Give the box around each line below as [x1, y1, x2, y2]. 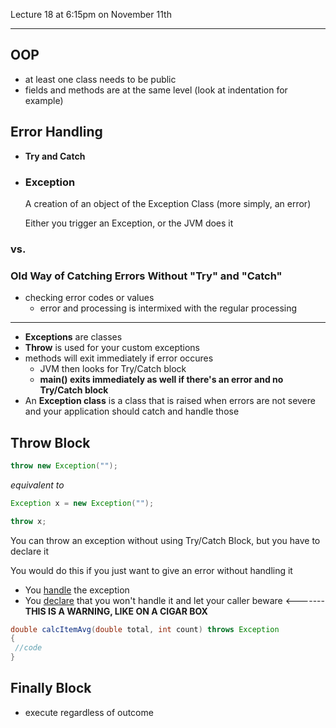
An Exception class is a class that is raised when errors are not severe [24, 395, 316, 407]
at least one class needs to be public [24, 73, 177, 85]
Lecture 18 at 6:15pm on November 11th [10, 9, 172, 20]
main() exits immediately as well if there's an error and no [39, 374, 284, 386]
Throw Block [10, 434, 91, 451]
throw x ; [10, 516, 47, 526]
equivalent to [10, 479, 65, 491]
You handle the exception [24, 584, 130, 596]
